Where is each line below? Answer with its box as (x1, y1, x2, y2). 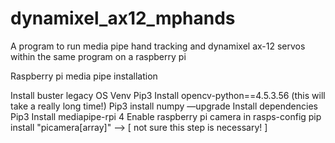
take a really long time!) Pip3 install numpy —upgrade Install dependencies (10, 100, 318, 112)
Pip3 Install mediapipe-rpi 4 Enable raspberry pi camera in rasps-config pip (10, 110, 322, 122)
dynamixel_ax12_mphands (10, 7, 236, 30)
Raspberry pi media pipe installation (10, 70, 158, 82)
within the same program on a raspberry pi (10, 50, 187, 62)
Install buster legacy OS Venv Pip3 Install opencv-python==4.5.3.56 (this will (10, 89, 326, 101)
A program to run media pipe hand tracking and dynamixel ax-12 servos (10, 40, 306, 52)
